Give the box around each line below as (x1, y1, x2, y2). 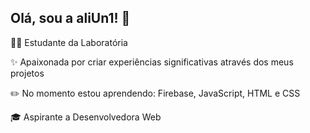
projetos (10, 67, 45, 79)
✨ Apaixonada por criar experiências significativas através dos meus (10, 56, 294, 68)
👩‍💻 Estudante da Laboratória (10, 36, 128, 48)
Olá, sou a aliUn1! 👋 (10, 10, 131, 27)
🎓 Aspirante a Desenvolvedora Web (10, 111, 162, 123)
